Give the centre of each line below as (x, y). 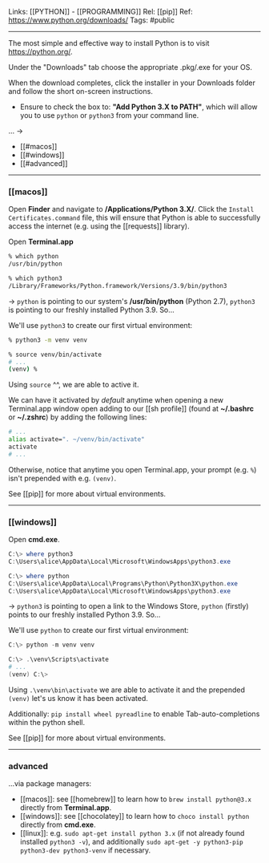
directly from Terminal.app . (66, 808)
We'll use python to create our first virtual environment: (99, 630)
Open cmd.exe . (34, 540)
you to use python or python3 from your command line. (109, 115)
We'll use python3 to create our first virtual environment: (100, 325)
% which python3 (35, 279)
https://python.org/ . (41, 52)
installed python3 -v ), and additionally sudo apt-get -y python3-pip (131, 842)
